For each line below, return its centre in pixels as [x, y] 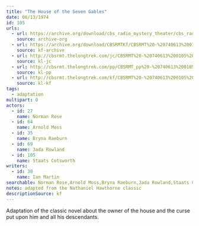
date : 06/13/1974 [28, 17]
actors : [16, 105]
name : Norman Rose [39, 116]
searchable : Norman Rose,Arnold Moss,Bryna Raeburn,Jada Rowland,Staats [98, 183]
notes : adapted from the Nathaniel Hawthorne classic [74, 188]
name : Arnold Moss [39, 128]
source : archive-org [42, 39]
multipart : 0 [22, 100]
